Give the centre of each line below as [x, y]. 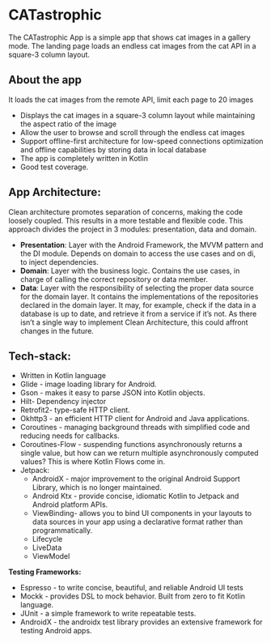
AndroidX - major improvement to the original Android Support [136, 479]
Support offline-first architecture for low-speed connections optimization [142, 141]
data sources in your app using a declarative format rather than [138, 522]
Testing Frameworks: [45, 572]
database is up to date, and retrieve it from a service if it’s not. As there [138, 313]
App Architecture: [55, 192]
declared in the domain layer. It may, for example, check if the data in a [138, 304]
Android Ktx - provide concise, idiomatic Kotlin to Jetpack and [135, 496]
